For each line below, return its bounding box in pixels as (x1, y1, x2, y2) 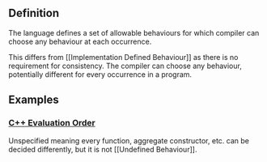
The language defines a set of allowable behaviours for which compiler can (8, 28, 260, 37)
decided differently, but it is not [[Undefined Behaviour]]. (8, 144, 197, 154)
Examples (8, 93, 59, 107)
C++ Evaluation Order (8, 117, 95, 129)
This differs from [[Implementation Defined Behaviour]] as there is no (8, 52, 239, 62)
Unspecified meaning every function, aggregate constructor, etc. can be (8, 135, 249, 145)
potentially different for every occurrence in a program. (8, 69, 193, 79)
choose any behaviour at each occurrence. (8, 36, 152, 46)
